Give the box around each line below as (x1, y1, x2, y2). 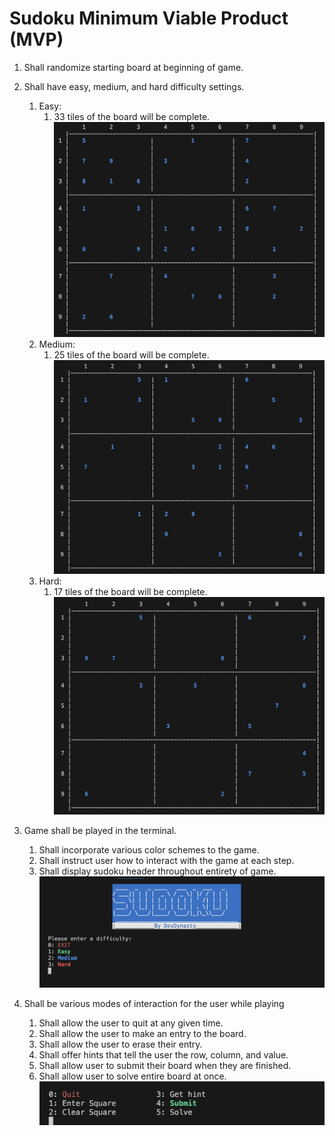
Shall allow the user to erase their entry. (38, 1038, 203, 1051)
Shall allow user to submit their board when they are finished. (38, 1060, 292, 1072)
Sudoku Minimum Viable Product (9, 7, 289, 30)
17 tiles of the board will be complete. (53, 585, 208, 597)
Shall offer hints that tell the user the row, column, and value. (38, 1049, 289, 1061)
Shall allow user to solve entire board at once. (38, 1070, 227, 1082)
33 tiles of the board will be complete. (53, 110, 211, 122)
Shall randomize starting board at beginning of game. (23, 61, 244, 73)
